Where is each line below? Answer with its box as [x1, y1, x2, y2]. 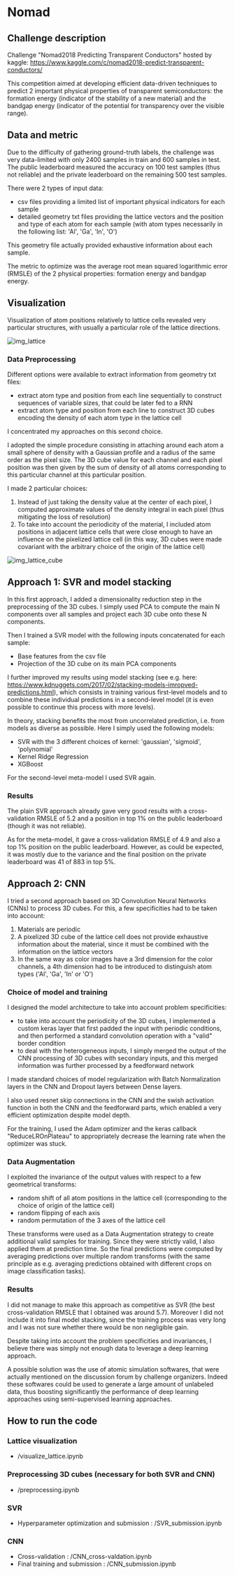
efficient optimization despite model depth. [7, 1111, 131, 1119]
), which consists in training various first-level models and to [53, 688, 227, 696]
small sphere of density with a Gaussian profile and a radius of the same [7, 448, 215, 457]
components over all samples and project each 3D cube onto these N [7, 609, 207, 618]
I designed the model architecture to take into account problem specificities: [7, 1003, 227, 1012]
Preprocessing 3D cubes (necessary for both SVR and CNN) [7, 1470, 215, 1480]
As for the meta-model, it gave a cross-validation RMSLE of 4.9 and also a [7, 835, 221, 844]
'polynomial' [17, 745, 54, 753]
